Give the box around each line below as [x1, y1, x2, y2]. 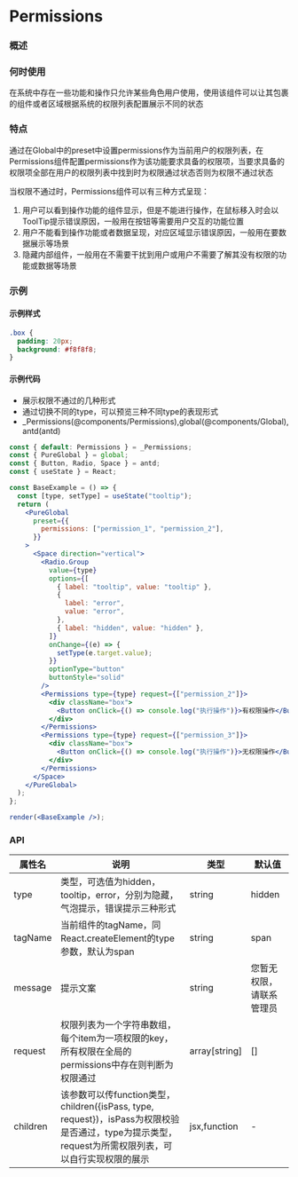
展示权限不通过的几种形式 [21, 395, 116, 406]
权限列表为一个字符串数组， [60, 1019, 176, 1031]
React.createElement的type [60, 932, 175, 944]
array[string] [189, 1045, 242, 1057]
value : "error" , [65, 607, 125, 616]
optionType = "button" [48, 665, 125, 674]
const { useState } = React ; [9, 468, 117, 477]
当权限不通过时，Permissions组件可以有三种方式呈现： [9, 186, 210, 196]
